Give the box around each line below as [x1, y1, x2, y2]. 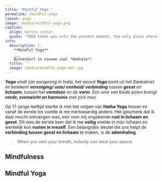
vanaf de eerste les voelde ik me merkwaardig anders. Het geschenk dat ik [5, 109, 155, 114]
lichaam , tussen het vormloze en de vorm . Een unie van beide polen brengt [5, 89, 157, 95]
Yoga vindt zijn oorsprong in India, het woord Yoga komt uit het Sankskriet [5, 79, 155, 85]
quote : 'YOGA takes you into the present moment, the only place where [9, 34, 158, 39]
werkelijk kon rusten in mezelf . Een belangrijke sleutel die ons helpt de [5, 124, 147, 130]
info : [5, 39, 16, 44]
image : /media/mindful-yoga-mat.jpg [9, 66, 83, 71]
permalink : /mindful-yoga [5, 12, 57, 16]
